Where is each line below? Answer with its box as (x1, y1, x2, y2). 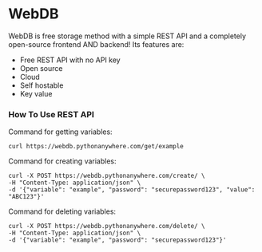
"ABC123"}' (8, 193, 45, 201)
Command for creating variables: (8, 156, 117, 166)
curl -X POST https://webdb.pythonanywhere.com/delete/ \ (8, 222, 205, 230)
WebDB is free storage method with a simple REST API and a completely (8, 31, 246, 41)
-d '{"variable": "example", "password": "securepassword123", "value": (8, 186, 256, 194)
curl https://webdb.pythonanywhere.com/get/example (8, 143, 184, 151)
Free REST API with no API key (19, 55, 121, 65)
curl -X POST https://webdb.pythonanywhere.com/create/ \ (8, 172, 205, 180)
